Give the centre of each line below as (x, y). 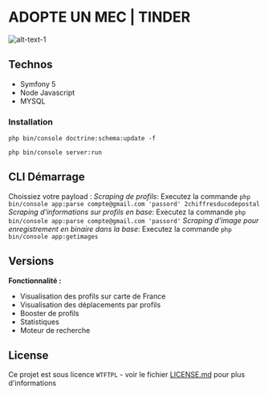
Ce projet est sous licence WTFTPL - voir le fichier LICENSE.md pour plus (127, 375)
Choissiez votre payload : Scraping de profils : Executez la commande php (130, 196)
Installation (31, 122)
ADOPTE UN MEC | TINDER (99, 17)
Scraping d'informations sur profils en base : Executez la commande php (127, 212)
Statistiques (40, 322)
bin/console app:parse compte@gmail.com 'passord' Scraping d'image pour (134, 220)
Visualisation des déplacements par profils (90, 304)
